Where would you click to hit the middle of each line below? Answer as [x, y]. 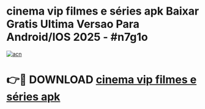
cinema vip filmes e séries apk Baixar [103, 11]
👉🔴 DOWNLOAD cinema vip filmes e [102, 80]
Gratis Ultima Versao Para [73, 24]
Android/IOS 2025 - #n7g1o [77, 37]
